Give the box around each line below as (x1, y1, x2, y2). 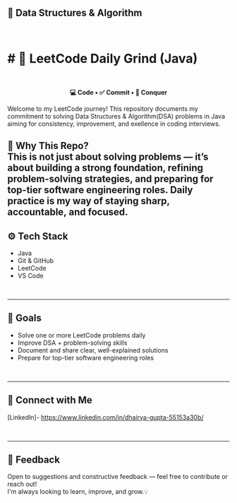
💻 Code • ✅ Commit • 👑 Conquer (69, 88, 168, 96)
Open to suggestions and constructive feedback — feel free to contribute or (7, 473, 228, 481)
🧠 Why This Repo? (7, 140, 90, 152)
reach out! (7, 480, 37, 488)
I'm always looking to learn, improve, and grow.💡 (7, 487, 149, 496)
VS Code (17, 271, 44, 280)
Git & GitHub (17, 256, 54, 265)
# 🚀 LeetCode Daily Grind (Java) (7, 51, 198, 66)
